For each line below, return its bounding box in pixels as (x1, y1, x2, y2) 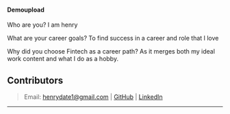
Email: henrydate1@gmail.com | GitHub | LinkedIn (23, 93, 163, 101)
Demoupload (7, 5, 44, 14)
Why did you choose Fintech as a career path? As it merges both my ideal (7, 47, 216, 56)
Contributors (7, 74, 64, 86)
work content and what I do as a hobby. (7, 55, 118, 63)
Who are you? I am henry (7, 21, 78, 29)
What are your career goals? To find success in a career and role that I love (7, 34, 219, 43)
